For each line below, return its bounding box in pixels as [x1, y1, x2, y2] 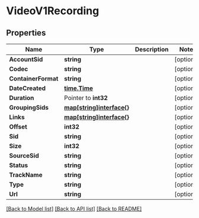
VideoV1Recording [6, 4, 99, 18]
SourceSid [9, 152, 40, 159]
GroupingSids [9, 104, 49, 111]
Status [9, 161, 28, 169]
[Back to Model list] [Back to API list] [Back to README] [6, 206, 142, 212]
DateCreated [9, 84, 46, 92]
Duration [9, 94, 34, 102]
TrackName [9, 171, 43, 179]
